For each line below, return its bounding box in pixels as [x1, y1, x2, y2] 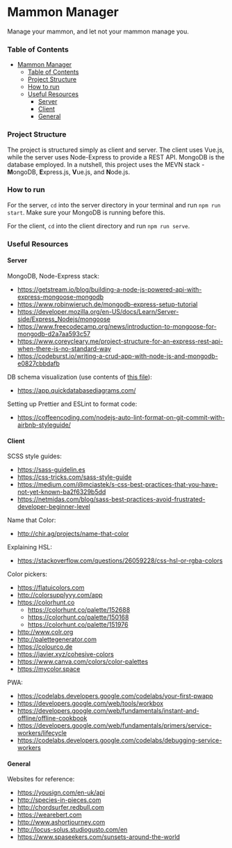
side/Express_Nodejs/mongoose [17, 315, 111, 323]
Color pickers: [7, 570, 47, 579]
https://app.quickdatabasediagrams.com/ [17, 386, 136, 394]
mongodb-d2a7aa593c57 [17, 329, 91, 338]
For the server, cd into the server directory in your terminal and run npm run [7, 201, 221, 209]
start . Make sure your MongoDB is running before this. [7, 208, 165, 217]
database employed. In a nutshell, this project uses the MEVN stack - [7, 160, 205, 168]
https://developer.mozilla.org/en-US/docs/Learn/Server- [17, 307, 179, 315]
